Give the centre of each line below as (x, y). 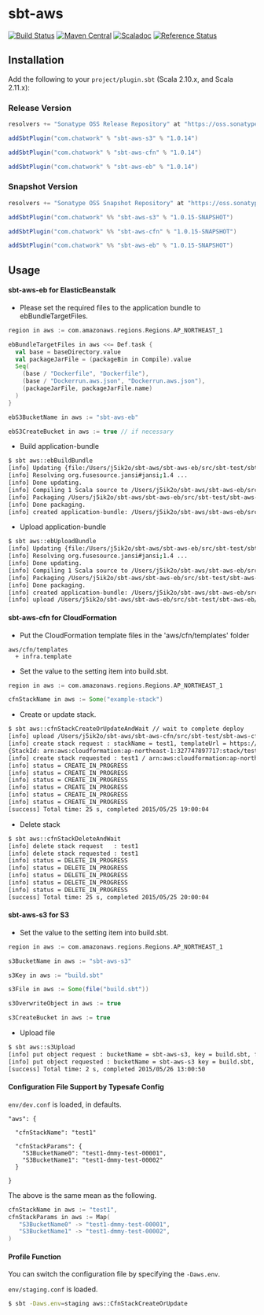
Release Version (40, 108)
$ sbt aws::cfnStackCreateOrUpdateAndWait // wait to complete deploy (126, 729)
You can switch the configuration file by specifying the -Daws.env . (114, 1274)
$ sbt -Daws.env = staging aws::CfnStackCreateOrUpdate (98, 1304)
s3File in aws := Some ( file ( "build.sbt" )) (79, 990)
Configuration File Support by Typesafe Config (86, 1087)
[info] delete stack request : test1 (73, 846)
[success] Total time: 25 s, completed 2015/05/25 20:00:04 (109, 897)
